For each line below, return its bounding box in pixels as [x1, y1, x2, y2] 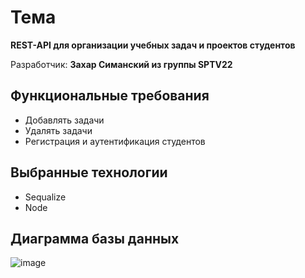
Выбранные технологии [10, 164, 168, 181]
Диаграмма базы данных [10, 230, 180, 247]
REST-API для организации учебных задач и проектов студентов [10, 39, 296, 51]
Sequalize [24, 191, 67, 203]
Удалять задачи [24, 124, 93, 136]
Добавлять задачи [24, 114, 105, 126]
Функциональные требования [10, 87, 210, 105]
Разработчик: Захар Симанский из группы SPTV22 [10, 58, 233, 70]
